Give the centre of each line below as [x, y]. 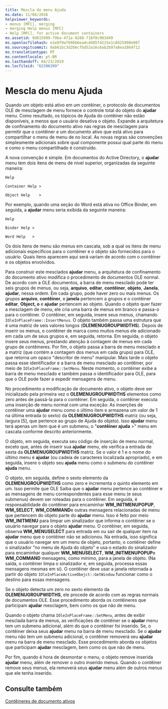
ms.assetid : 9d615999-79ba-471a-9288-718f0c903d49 [59, 38]
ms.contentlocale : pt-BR [31, 57]
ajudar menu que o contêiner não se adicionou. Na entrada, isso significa [81, 537]
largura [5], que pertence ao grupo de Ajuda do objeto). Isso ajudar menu [81, 421]
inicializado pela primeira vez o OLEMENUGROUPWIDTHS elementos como [83, 394]
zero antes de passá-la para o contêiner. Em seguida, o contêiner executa [81, 400]
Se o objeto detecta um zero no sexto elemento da [57, 590]
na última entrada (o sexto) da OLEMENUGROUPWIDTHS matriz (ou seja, [81, 416]
